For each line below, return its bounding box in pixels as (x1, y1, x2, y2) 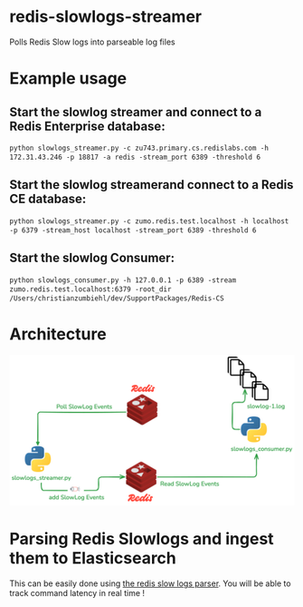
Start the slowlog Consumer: (9, 250, 175, 266)
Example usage (9, 68, 128, 89)
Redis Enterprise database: (9, 118, 166, 133)
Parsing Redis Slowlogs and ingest (9, 529, 274, 550)
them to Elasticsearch (9, 548, 176, 569)
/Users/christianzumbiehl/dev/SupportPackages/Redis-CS (9, 293, 224, 303)
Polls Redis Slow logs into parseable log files (9, 36, 175, 47)
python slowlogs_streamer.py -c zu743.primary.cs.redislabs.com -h (9, 143, 270, 152)
